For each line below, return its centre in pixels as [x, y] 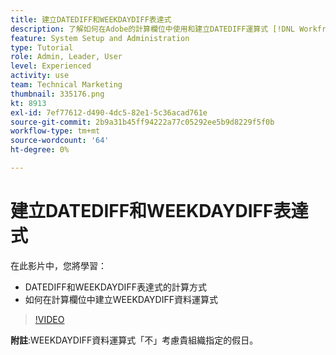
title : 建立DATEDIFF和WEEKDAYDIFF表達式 [91, 19]
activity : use [40, 76]
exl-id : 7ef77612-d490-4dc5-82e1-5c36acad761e [109, 112]
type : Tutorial [42, 47]
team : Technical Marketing [66, 85]
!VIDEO [49, 319]
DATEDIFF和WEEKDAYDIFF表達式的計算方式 [115, 287]
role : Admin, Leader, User [66, 57]
